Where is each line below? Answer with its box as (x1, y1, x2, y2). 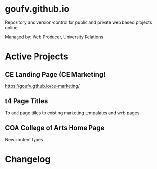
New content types (5, 137, 43, 142)
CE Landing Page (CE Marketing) (5, 70, 106, 78)
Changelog (5, 154, 51, 165)
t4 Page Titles (5, 97, 48, 105)
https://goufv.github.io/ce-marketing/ (5, 83, 80, 89)
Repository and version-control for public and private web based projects (5, 19, 152, 25)
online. (5, 24, 18, 30)
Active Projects (5, 51, 68, 62)
